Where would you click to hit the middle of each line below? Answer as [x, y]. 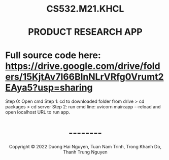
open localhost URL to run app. [38, 112]
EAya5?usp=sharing [49, 87]
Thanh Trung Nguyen [85, 152]
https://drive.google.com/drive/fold [83, 66]
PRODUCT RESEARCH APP [85, 32]
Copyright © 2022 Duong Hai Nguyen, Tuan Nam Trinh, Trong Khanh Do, [85, 147]
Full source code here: [53, 55]
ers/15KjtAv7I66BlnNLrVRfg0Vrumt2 [84, 77]
